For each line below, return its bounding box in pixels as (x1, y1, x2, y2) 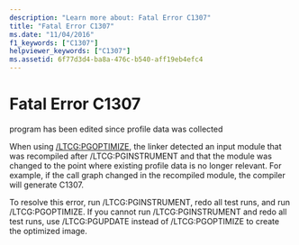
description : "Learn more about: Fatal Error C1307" (9, 13, 212, 23)
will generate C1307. (9, 179, 84, 190)
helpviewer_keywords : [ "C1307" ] (9, 47, 131, 56)
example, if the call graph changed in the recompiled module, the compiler (9, 169, 285, 180)
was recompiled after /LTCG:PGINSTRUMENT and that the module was (9, 150, 273, 161)
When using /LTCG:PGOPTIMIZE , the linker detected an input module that (9, 141, 282, 151)
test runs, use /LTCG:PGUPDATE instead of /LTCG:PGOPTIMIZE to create (9, 215, 280, 226)
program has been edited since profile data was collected (9, 123, 223, 134)
